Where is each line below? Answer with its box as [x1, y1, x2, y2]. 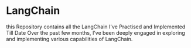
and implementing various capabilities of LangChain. [6, 35, 133, 42]
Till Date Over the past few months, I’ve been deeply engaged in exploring [6, 29, 186, 36]
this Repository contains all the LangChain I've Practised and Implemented [6, 23, 186, 30]
